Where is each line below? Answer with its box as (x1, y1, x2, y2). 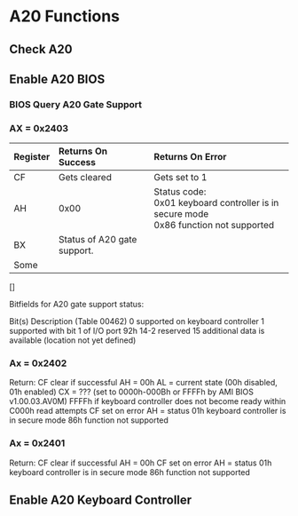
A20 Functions (9, 6, 121, 27)
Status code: (153, 186, 207, 198)
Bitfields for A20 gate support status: (9, 299, 145, 310)
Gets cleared (59, 171, 113, 184)
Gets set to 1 (153, 171, 208, 184)
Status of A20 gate (59, 234, 137, 246)
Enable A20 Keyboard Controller (9, 493, 192, 508)
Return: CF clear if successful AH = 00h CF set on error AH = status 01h (9, 457, 272, 468)
